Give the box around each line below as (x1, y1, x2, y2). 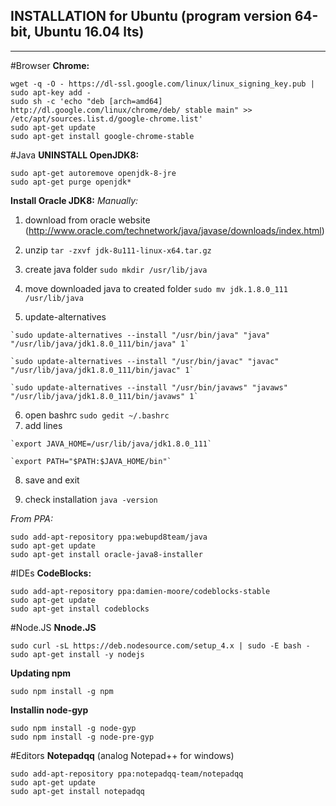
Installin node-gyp (10, 704, 89, 716)
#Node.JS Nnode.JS (10, 621, 97, 633)
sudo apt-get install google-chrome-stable (10, 131, 195, 141)
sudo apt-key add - (10, 87, 92, 98)
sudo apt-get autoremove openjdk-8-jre (10, 168, 177, 178)
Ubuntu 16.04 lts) (33, 24, 145, 41)
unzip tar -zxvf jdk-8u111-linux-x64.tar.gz (24, 244, 212, 256)
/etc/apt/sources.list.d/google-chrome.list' (10, 114, 203, 124)
